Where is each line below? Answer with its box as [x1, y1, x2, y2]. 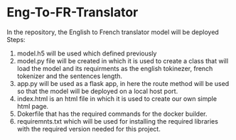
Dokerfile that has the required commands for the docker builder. [16, 109, 208, 118]
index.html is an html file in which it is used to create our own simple [16, 94, 218, 103]
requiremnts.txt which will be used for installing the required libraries [16, 117, 218, 125]
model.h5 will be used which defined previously [16, 49, 157, 58]
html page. [16, 102, 49, 110]
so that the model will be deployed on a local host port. [16, 87, 178, 95]
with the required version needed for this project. [16, 124, 161, 133]
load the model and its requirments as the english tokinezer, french [16, 64, 213, 72]
